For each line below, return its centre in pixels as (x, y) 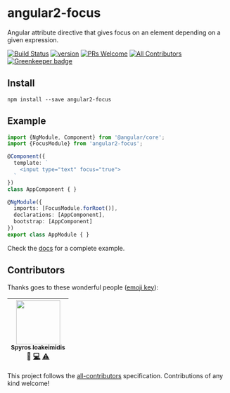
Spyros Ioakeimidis (38, 348)
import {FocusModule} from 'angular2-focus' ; (75, 144)
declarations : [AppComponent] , (59, 215)
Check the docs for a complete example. (66, 248)
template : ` (31, 163)
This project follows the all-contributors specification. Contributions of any (115, 375)
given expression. (33, 39)
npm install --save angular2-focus (59, 99)
